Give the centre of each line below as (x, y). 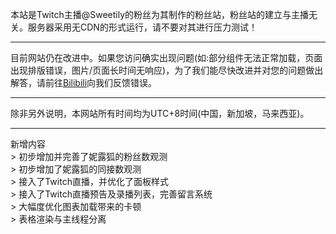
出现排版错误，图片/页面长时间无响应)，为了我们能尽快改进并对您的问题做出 (167, 70)
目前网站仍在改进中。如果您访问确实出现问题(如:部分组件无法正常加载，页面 (166, 57)
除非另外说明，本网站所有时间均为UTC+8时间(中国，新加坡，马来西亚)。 (160, 113)
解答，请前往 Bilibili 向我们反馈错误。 (84, 82)
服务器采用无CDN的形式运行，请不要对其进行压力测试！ (142, 27)
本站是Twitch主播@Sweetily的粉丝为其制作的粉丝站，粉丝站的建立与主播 (160, 14)
